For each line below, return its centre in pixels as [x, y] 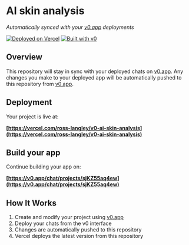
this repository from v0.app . [40, 84]
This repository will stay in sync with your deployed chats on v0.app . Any [95, 71]
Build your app [33, 152]
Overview [24, 57]
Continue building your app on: [44, 167]
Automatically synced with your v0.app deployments [70, 27]
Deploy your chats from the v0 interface [63, 224]
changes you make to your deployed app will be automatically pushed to [94, 77]
